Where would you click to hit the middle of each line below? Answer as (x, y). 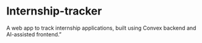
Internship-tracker (54, 11)
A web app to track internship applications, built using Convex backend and (101, 28)
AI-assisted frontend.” (34, 34)
